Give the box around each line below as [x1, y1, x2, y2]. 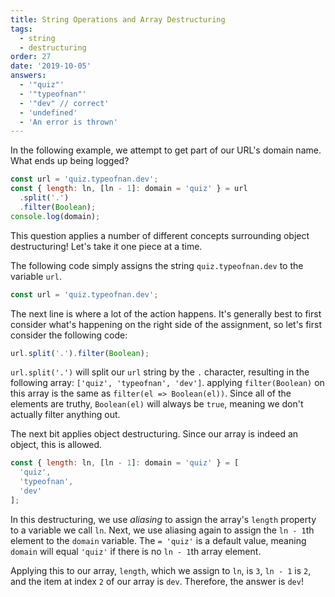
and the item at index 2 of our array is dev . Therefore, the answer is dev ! [10, 575, 304, 587]
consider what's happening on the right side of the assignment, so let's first [10, 318, 322, 330]
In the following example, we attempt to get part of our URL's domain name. [10, 144, 322, 156]
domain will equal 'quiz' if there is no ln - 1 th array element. [10, 545, 262, 557]
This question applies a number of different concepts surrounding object [10, 229, 310, 241]
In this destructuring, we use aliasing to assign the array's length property [10, 513, 317, 525]
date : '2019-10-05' [10, 61, 92, 71]
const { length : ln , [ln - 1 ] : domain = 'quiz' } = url [10, 184, 248, 194]
